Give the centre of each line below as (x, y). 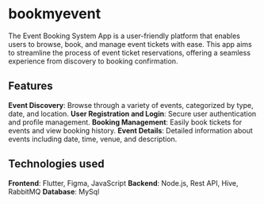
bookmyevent (55, 14)
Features (31, 86)
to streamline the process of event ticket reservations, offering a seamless (130, 52)
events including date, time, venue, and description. (93, 139)
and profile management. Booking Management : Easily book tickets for (125, 122)
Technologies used (56, 164)
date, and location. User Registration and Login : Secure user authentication (132, 114)
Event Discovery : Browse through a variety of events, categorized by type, (131, 105)
